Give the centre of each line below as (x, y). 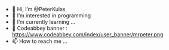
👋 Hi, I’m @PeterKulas (39, 9)
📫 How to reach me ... (39, 41)
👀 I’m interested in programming (51, 15)
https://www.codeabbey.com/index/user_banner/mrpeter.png (87, 35)
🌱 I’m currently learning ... (44, 22)
